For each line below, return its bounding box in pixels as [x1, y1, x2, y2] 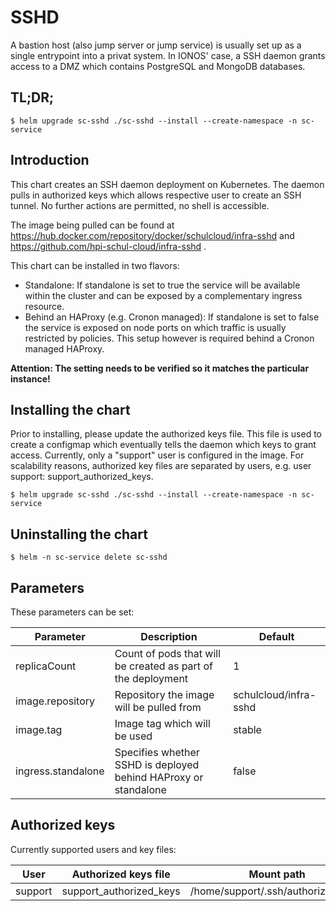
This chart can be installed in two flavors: [10, 259, 180, 271]
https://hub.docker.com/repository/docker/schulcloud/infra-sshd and [10, 229, 295, 241]
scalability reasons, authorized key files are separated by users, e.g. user [10, 460, 312, 472]
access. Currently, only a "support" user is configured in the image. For [10, 449, 305, 461]
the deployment [114, 672, 189, 685]
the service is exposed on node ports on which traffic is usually [24, 321, 287, 333]
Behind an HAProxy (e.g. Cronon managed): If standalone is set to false [24, 311, 320, 323]
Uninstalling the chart [10, 526, 148, 543]
